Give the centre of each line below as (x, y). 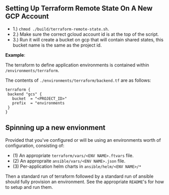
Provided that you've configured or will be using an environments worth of (83, 140)
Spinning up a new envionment (55, 128)
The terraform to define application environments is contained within (77, 65)
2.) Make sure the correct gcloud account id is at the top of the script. (86, 34)
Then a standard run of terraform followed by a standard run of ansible (79, 176)
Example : (15, 55)
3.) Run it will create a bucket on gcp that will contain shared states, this (88, 39)
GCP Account (27, 17)
